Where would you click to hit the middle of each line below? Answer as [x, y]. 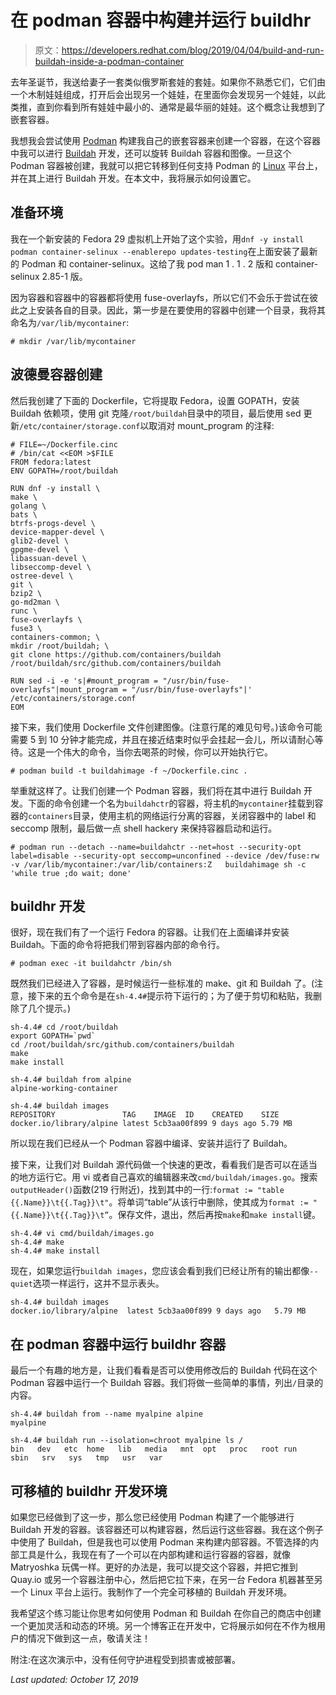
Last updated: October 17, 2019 [74, 1679]
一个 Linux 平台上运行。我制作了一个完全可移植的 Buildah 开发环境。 [151, 1592]
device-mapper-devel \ [57, 532]
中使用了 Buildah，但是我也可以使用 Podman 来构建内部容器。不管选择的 [160, 1542]
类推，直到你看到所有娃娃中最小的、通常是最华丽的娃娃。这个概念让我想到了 [168, 107]
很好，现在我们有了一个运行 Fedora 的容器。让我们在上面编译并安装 [150, 932]
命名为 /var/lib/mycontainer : [70, 322]
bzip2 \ [26, 593]
